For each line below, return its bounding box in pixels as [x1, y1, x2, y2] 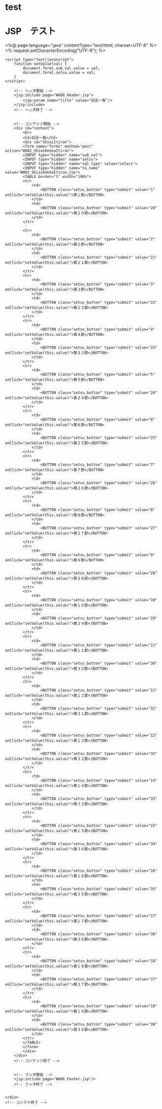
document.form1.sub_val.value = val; [23, 66, 100, 71]
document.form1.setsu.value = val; [23, 70, 96, 75]
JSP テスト [5, 26, 56, 37]
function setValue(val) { [14, 61, 67, 67]
